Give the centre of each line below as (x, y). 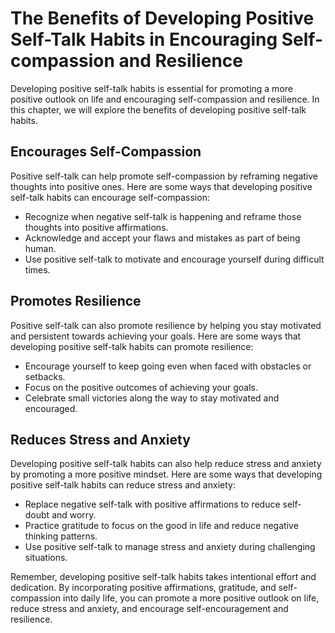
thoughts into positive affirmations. (96, 227)
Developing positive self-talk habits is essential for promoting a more (151, 88)
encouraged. (51, 408)
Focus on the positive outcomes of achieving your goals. (141, 387)
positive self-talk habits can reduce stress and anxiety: (123, 485)
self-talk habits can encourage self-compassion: (110, 197)
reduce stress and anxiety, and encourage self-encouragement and (149, 609)
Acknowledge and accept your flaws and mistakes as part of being (162, 238)
